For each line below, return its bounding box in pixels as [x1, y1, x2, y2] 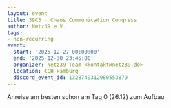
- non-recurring [7, 36, 54, 43]
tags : [7, 29, 23, 36]
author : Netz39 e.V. [7, 23, 67, 30]
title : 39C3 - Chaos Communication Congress [7, 17, 137, 23]
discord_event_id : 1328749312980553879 [13, 74, 128, 81]
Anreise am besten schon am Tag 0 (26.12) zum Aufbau [7, 93, 165, 101]
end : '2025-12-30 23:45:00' [13, 55, 94, 62]
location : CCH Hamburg [13, 67, 79, 74]
